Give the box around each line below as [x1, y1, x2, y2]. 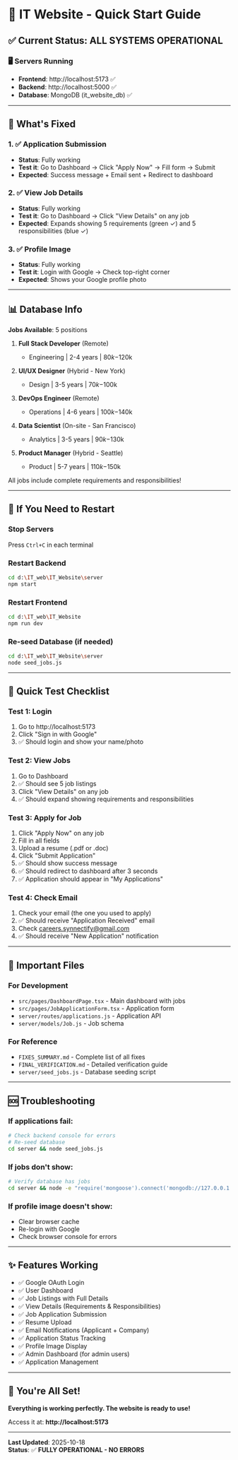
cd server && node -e [8, 1185, 72, 1192]
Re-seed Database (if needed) [8, 636, 114, 646]
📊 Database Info [8, 303, 83, 315]
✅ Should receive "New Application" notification [18, 932, 159, 940]
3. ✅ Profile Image [8, 244, 71, 254]
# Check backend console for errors [8, 1132, 116, 1139]
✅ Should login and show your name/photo [18, 737, 144, 746]
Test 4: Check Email [8, 893, 78, 903]
